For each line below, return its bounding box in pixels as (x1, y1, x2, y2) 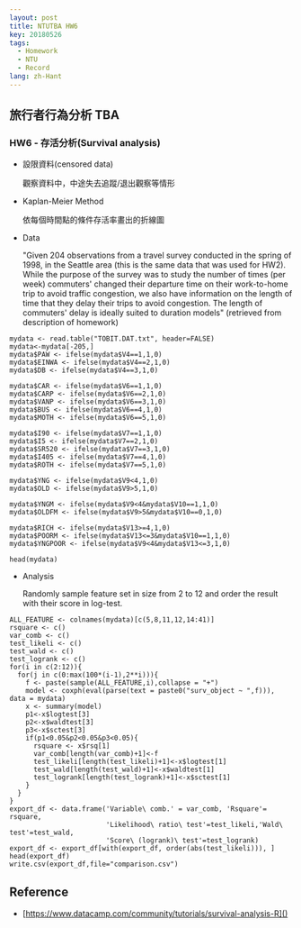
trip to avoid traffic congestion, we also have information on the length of (22, 288, 293, 299)
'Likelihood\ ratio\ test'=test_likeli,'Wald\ (105, 821, 283, 830)
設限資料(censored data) (22, 159, 114, 169)
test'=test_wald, (9, 828, 75, 838)
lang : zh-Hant (9, 72, 63, 81)
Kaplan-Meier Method (22, 196, 104, 207)
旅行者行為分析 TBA (9, 107, 120, 123)
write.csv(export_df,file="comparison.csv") (9, 860, 179, 869)
